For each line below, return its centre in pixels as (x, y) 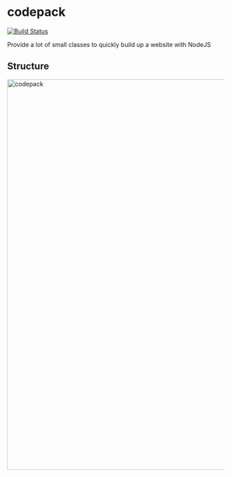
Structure (28, 66)
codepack (36, 12)
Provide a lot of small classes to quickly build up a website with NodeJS (109, 44)
